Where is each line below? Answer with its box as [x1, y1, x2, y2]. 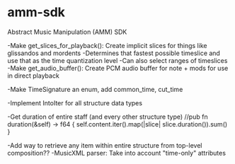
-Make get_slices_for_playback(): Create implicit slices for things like [7, 41, 207, 49]
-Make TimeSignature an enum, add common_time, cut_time [7, 85, 183, 93]
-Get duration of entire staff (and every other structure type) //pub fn [7, 112, 208, 121]
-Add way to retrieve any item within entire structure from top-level [7, 141, 202, 149]
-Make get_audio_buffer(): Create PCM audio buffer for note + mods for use [7, 64, 229, 72]
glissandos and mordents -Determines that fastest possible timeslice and [7, 49, 221, 57]
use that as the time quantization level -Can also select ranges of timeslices [7, 56, 228, 64]
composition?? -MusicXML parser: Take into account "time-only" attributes [7, 148, 227, 157]
